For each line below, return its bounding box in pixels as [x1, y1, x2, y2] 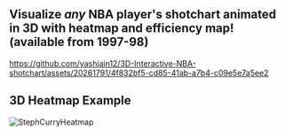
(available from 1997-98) [9, 34, 149, 49]
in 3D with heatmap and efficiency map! [9, 21, 234, 36]
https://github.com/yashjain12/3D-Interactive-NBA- [9, 57, 197, 69]
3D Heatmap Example [9, 93, 131, 109]
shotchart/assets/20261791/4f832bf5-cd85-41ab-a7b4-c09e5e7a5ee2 [9, 67, 269, 78]
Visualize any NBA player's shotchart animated [9, 7, 277, 22]
